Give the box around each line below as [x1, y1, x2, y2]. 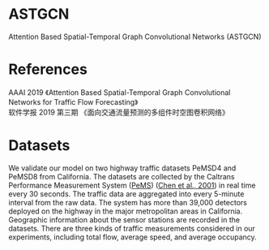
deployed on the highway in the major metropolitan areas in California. [8, 206, 243, 216]
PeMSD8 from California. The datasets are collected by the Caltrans [8, 171, 235, 181]
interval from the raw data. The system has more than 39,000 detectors [8, 197, 247, 207]
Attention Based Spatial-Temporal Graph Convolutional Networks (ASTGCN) [8, 32, 262, 41]
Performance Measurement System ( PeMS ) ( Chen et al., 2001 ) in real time [8, 180, 256, 190]
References [8, 60, 88, 79]
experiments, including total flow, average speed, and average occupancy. [8, 232, 257, 242]
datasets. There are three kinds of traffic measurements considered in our [8, 223, 255, 233]
